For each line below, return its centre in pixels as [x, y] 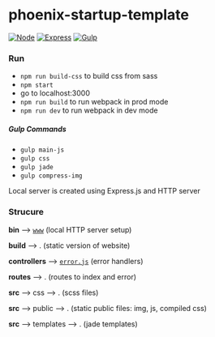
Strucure [26, 212]
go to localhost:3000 [55, 93]
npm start [37, 85]
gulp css [35, 159]
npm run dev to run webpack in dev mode [89, 110]
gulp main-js [42, 150]
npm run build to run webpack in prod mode [94, 102]
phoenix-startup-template [99, 15]
